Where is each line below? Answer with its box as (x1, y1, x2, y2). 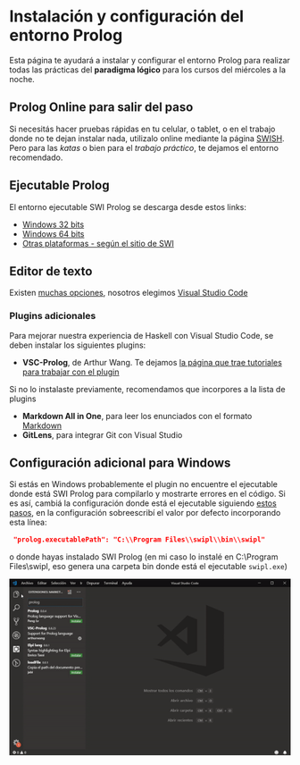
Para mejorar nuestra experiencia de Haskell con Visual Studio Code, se (9, 330, 274, 340)
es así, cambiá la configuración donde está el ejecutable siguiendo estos (9, 498, 277, 509)
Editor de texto (9, 264, 93, 279)
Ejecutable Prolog (9, 178, 110, 193)
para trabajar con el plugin (21, 366, 120, 377)
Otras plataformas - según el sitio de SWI (21, 238, 174, 248)
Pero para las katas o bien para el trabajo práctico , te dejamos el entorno (9, 142, 279, 153)
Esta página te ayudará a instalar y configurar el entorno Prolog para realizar (9, 55, 290, 65)
